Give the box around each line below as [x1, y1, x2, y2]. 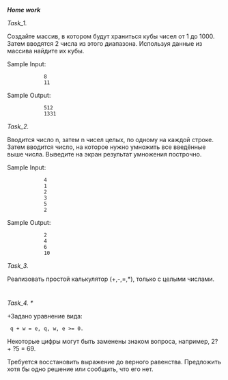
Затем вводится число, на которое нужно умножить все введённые [7, 143, 206, 151]
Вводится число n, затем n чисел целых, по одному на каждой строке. [7, 136, 214, 144]
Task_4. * [7, 299, 33, 307]
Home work [7, 6, 41, 14]
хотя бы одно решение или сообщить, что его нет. [7, 365, 154, 373]
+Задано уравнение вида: [7, 312, 83, 321]
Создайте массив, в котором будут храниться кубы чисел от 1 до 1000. [7, 32, 215, 40]
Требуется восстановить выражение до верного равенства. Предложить [7, 358, 222, 366]
